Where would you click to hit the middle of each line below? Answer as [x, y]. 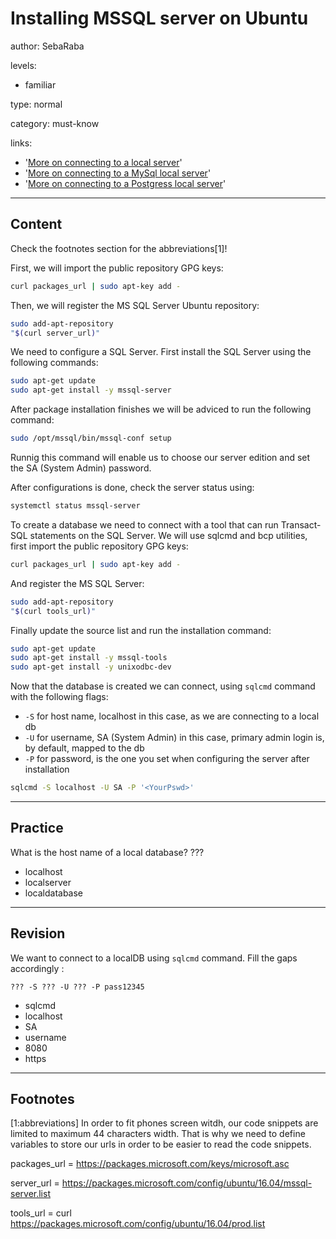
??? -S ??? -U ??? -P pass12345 [77, 987]
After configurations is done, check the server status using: [132, 487]
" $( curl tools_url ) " [53, 611]
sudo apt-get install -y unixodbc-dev [91, 667]
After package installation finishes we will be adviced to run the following [161, 409]
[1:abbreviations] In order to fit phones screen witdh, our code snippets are [164, 1123]
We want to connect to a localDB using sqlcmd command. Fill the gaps [154, 958]
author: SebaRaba [47, 46]
